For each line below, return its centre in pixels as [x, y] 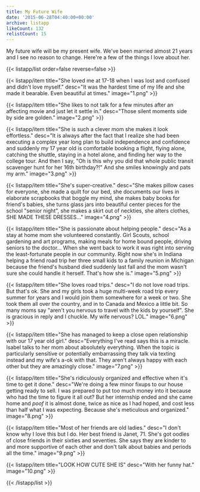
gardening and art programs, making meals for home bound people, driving [99, 242]
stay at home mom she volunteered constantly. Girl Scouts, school [88, 235]
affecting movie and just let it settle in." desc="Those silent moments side [97, 111]
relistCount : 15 [26, 34]
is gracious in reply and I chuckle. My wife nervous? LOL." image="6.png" [97, 317]
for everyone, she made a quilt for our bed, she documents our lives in [93, 192]
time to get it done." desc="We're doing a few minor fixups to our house [95, 384]
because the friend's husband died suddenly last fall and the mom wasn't [96, 267]
